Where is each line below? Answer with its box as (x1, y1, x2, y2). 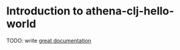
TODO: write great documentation (6, 37, 92, 44)
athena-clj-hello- (85, 4, 175, 18)
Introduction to (6, 4, 84, 18)
